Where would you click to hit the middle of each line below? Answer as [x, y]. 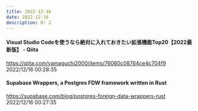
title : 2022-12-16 [29, 12]
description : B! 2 [29, 22]
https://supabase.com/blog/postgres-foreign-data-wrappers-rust [86, 96]
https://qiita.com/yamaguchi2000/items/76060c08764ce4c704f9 [86, 63]
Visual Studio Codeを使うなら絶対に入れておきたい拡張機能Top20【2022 [97, 42]
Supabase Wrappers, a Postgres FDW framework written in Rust [86, 83]
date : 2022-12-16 [27, 17]
